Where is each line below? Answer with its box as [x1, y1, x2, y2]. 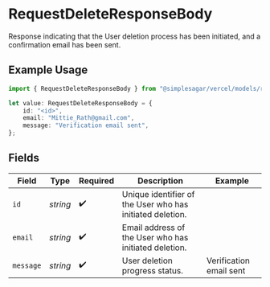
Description [137, 174, 183, 186]
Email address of [121, 222, 186, 233]
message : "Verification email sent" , [22, 121, 149, 129]
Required [79, 174, 115, 186]
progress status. [121, 264, 183, 276]
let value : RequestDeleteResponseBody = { [8, 99, 153, 107]
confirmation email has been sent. [8, 39, 121, 49]
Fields [8, 151, 40, 165]
